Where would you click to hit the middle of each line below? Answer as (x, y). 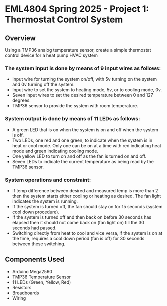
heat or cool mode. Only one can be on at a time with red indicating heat (86, 145)
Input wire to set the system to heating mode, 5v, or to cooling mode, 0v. (87, 90)
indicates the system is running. (45, 201)
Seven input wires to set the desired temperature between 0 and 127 (83, 95)
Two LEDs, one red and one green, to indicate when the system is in (82, 140)
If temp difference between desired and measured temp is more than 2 (85, 190)
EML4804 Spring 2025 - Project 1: (77, 9)
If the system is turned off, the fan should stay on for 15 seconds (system (87, 206)
